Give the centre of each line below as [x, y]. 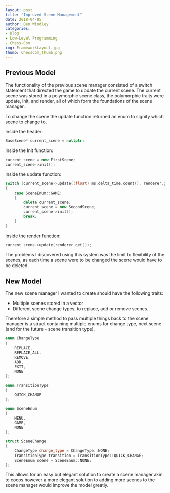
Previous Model [30, 73]
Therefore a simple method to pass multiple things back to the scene [77, 318]
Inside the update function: [33, 174]
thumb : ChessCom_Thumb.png [34, 52]
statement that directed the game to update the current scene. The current [83, 90]
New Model [24, 281]
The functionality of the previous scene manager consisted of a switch [79, 85]
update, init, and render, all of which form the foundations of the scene [79, 101]
